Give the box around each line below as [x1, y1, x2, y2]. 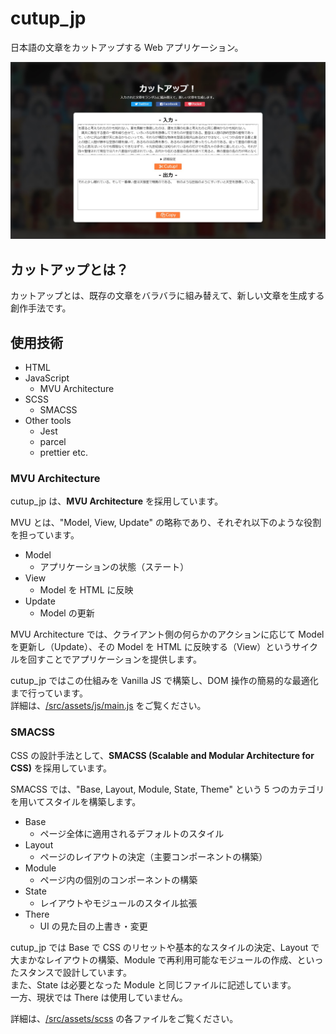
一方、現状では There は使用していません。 [10, 991, 188, 1003]
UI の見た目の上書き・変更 [39, 920, 148, 932]
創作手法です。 [10, 302, 72, 314]
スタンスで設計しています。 [18, 966, 132, 978]
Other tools [24, 415, 72, 427]
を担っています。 [10, 529, 80, 541]
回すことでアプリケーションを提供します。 [27, 653, 202, 666]
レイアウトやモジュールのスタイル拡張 [39, 897, 198, 909]
